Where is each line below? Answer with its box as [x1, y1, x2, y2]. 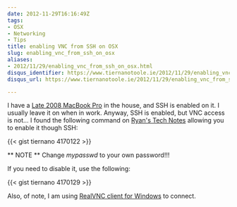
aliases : [7, 56, 33, 63]
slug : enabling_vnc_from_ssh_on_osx [7, 50, 115, 57]
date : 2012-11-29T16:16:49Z [7, 10, 90, 18]
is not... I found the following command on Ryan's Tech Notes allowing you [7, 116, 224, 125]
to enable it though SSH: [7, 124, 78, 132]
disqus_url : [7, 75, 42, 83]
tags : [7, 17, 23, 24]
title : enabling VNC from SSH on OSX [7, 43, 119, 50]
